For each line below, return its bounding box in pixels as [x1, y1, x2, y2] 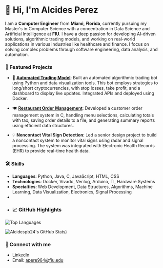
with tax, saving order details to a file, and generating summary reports [12, 117, 155, 123]
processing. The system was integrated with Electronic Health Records [12, 143, 155, 149]
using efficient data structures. [12, 123, 74, 129]
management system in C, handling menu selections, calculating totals [12, 112, 154, 118]
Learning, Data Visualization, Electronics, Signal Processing [12, 189, 132, 194]
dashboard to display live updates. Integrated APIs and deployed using [12, 90, 155, 96]
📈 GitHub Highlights [12, 207, 62, 213]
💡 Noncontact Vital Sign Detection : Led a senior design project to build [12, 132, 157, 138]
